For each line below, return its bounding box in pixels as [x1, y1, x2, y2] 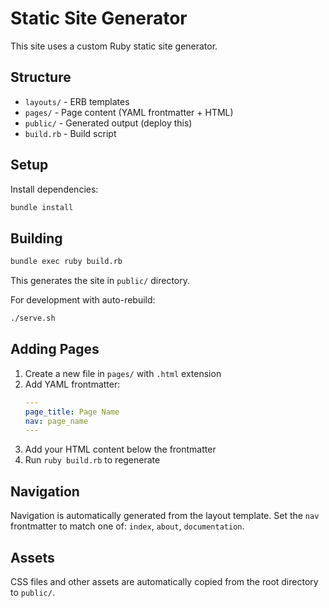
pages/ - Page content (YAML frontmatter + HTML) [24, 106, 234, 118]
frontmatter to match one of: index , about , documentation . [10, 520, 245, 532]
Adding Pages [10, 341, 100, 358]
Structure [10, 69, 72, 86]
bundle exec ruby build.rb [10, 257, 123, 267]
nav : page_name [24, 416, 89, 426]
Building [10, 230, 63, 247]
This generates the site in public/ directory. [10, 275, 191, 287]
